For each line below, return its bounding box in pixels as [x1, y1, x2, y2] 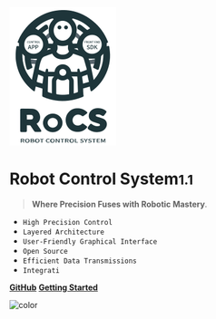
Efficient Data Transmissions [22, 256, 138, 266]
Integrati [22, 266, 61, 275]
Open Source [22, 246, 68, 256]
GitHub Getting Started [9, 282, 98, 293]
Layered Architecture [22, 227, 104, 237]
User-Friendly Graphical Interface [22, 237, 158, 246]
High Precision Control [22, 217, 113, 227]
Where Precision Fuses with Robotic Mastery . [31, 198, 208, 209]
